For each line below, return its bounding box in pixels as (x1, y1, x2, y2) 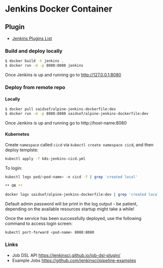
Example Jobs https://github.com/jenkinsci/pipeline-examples (12, 257, 136, 263)
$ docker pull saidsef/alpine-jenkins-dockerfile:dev (5, 107, 116, 112)
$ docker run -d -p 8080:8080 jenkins (5, 63, 83, 68)
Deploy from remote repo (5, 84, 65, 91)
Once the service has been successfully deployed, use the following (5, 215, 142, 221)
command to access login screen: (5, 221, 73, 226)
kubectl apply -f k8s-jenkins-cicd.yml (5, 157, 86, 161)
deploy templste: (5, 147, 39, 153)
